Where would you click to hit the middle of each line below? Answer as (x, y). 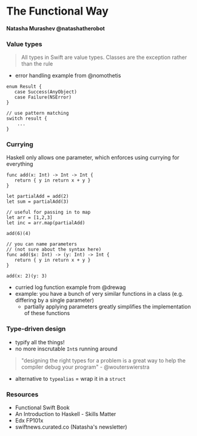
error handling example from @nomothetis (68, 76)
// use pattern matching (38, 114)
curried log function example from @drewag (70, 287)
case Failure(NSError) (43, 97)
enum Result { (24, 87)
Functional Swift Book (42, 407)
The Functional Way (58, 11)
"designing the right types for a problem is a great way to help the (103, 360)
